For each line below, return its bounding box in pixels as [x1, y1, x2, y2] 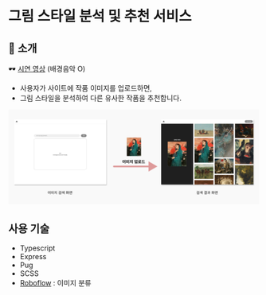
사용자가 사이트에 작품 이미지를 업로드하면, [19, 83, 153, 92]
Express [19, 252, 47, 262]
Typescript [19, 243, 56, 253]
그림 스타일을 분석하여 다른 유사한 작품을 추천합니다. [19, 93, 182, 103]
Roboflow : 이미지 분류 [19, 278, 92, 288]
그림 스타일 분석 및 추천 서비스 [8, 7, 193, 25]
